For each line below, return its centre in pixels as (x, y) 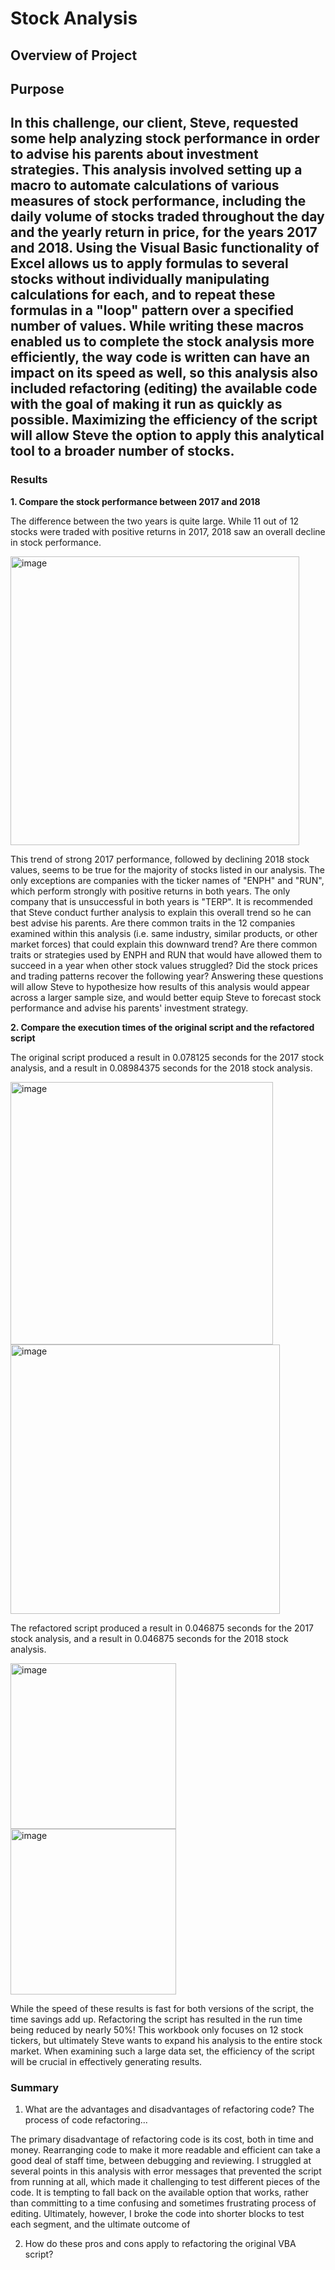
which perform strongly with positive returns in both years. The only (150, 891)
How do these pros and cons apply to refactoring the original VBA (160, 2243)
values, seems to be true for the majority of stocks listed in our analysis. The (167, 869)
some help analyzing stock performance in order (165, 138)
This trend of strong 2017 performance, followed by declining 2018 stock (160, 859)
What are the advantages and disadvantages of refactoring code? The (169, 2109)
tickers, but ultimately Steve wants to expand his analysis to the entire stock (166, 2040)
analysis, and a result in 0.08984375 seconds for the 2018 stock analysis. (161, 1068)
